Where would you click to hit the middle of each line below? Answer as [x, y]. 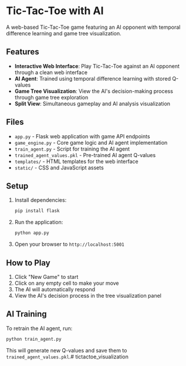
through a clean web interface [51, 72]
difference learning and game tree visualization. [64, 33]
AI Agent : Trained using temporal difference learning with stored [93, 78]
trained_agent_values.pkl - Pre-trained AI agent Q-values [85, 155]
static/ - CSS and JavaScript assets [59, 167]
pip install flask [37, 211]
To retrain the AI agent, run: [39, 328]
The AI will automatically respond [55, 289]
